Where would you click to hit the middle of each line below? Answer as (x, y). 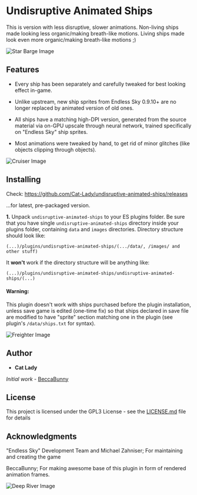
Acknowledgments (42, 436)
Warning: (18, 291)
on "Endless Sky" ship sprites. (51, 132)
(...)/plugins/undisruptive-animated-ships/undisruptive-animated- (91, 273)
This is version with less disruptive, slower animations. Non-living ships (92, 27)
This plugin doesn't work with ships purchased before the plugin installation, (98, 304)
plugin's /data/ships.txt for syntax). (51, 323)
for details (18, 418)
